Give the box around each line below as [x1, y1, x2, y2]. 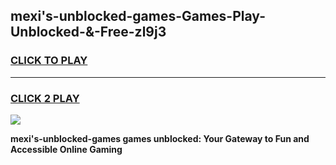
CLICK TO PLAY [10, 54, 88, 68]
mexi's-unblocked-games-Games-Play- [10, 8, 266, 25]
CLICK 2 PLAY [10, 91, 80, 105]
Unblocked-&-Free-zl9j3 [10, 24, 167, 41]
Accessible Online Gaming [10, 143, 123, 155]
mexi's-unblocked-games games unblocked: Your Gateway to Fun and [10, 132, 310, 144]
